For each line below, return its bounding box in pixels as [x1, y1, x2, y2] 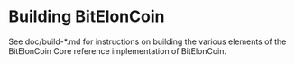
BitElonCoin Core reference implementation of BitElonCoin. [8, 45, 227, 56]
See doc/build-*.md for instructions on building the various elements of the [8, 36, 287, 47]
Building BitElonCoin [8, 6, 165, 27]
